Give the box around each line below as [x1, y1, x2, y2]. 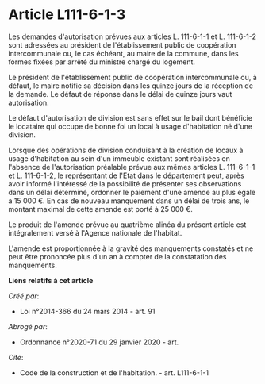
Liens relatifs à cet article [8, 275, 94, 285]
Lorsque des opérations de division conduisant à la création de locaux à [8, 145, 244, 155]
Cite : [8, 352, 24, 362]
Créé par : [8, 291, 40, 301]
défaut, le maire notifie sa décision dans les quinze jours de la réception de [8, 81, 254, 90]
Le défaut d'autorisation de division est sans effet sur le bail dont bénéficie [8, 113, 252, 122]
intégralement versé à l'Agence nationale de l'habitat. [8, 228, 182, 237]
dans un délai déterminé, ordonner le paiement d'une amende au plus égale [8, 187, 256, 197]
